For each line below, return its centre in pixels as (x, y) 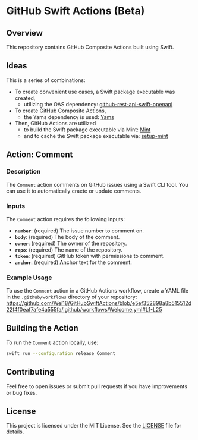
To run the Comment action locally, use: (52, 342)
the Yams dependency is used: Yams (69, 117)
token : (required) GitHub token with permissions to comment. (89, 256)
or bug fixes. (22, 392)
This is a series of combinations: (46, 80)
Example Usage (29, 278)
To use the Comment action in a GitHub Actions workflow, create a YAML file (98, 291)
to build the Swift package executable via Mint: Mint (87, 130)
